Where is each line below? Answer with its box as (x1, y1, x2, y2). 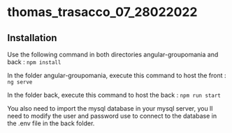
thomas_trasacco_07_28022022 (7, 4, 198, 20)
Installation (7, 32, 57, 44)
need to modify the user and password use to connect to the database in (7, 112, 217, 120)
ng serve (7, 79, 33, 86)
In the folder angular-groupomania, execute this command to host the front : (7, 71, 226, 79)
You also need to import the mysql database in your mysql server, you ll (7, 104, 213, 112)
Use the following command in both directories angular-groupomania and (7, 50, 219, 58)
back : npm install (7, 58, 61, 66)
